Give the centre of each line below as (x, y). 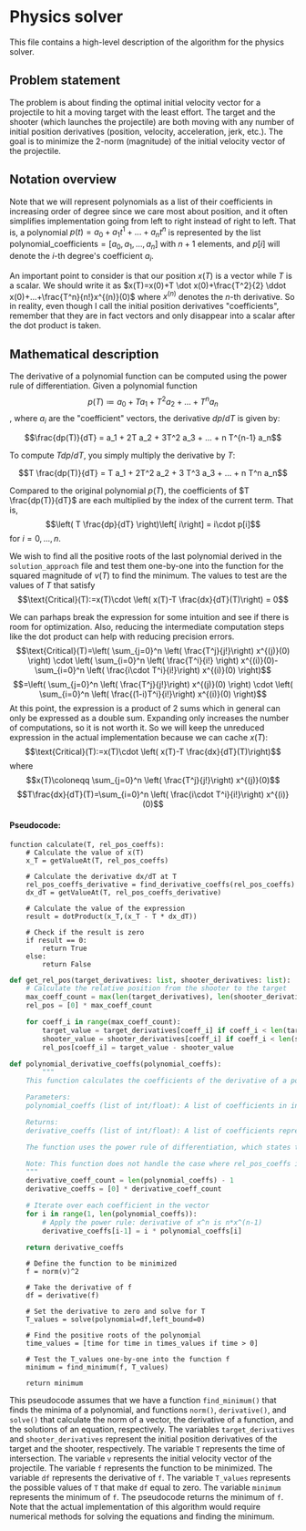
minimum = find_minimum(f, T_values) (97, 1368)
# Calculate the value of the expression (105, 908)
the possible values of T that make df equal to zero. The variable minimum (145, 1487)
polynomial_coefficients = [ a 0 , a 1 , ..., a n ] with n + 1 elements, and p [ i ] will (145, 245)
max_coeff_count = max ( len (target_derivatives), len (128, 997)
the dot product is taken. (56, 326)
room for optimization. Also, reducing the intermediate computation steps (147, 627)
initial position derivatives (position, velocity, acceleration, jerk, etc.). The (147, 131)
